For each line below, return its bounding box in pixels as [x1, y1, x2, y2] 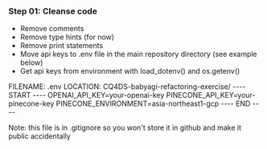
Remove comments [19, 24, 84, 34]
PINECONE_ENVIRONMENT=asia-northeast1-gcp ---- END [55, 99, 251, 109]
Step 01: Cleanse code [8, 6, 98, 17]
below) [19, 58, 43, 67]
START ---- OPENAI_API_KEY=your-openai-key [8, 91, 165, 100]
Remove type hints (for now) [19, 32, 115, 42]
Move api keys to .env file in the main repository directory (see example [19, 50, 257, 59]
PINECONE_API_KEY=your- [166, 91, 256, 100]
